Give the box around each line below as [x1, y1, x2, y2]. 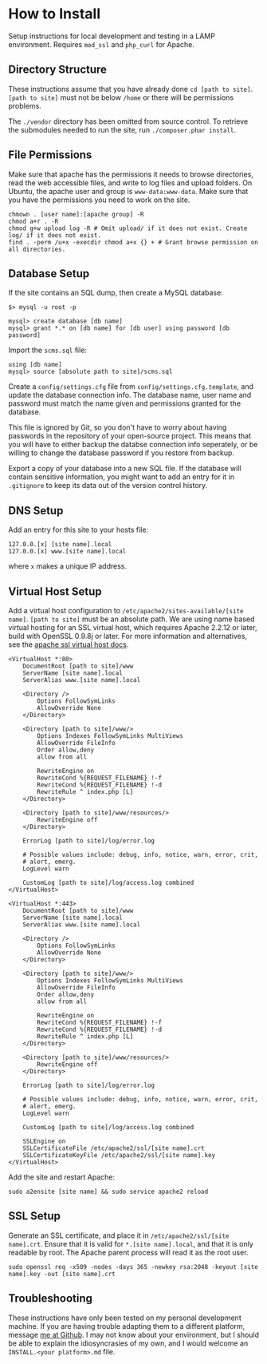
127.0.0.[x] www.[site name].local [8, 548, 127, 556]
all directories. [8, 245, 66, 253]
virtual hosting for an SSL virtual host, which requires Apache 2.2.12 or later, [8, 623, 257, 632]
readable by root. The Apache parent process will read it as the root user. [8, 1247, 249, 1257]
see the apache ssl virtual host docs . [8, 640, 129, 649]
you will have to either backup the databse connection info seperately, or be [8, 440, 258, 450]
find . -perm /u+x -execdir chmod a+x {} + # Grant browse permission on [8, 238, 259, 246]
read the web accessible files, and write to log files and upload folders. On [8, 177, 253, 188]
